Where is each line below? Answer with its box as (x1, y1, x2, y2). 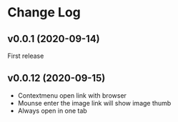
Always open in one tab (17, 106, 87, 115)
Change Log (7, 4, 81, 21)
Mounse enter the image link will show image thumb (17, 98, 172, 107)
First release (7, 51, 44, 60)
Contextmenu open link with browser (17, 91, 127, 100)
